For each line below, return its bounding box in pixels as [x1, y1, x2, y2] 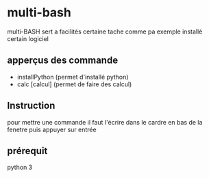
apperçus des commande [7, 55, 119, 66]
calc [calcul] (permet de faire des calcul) [16, 80, 132, 88]
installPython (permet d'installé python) [16, 73, 129, 81]
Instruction [7, 100, 56, 112]
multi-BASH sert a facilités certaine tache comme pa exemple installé [7, 27, 203, 36]
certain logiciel [7, 34, 49, 42]
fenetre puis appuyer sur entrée [7, 125, 97, 133]
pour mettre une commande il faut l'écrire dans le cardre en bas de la [7, 118, 203, 126]
